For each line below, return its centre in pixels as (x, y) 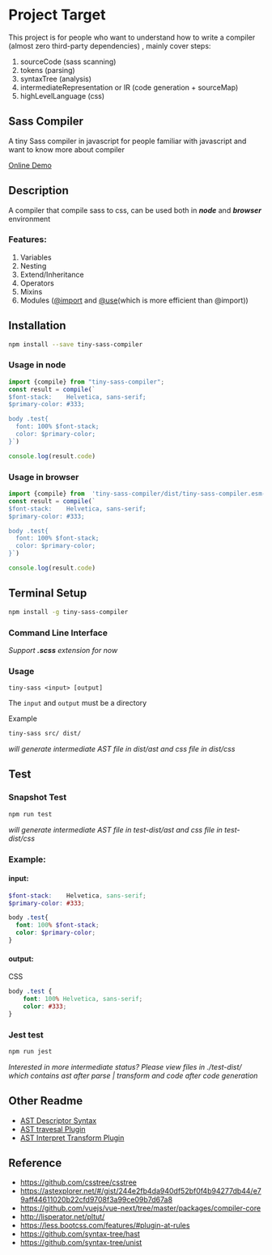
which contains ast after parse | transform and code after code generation (133, 1075)
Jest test (26, 1035)
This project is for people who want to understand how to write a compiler (132, 37)
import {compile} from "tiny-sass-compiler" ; (86, 382)
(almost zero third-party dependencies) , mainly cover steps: (110, 45)
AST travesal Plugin (53, 1129)
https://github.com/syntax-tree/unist (81, 1243)
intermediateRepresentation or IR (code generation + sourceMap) (129, 87)
